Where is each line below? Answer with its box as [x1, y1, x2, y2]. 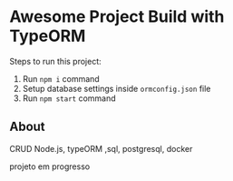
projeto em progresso [9, 161, 91, 172]
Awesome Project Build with [9, 6, 225, 27]
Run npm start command [22, 93, 116, 104]
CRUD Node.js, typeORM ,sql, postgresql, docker [9, 143, 193, 154]
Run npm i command [22, 73, 100, 84]
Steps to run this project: [9, 55, 102, 66]
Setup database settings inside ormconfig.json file [22, 83, 211, 94]
